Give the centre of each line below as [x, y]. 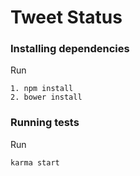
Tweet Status [66, 17]
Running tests [45, 123]
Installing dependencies [70, 49]
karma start [35, 162]
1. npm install [42, 89]
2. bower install [46, 97]
